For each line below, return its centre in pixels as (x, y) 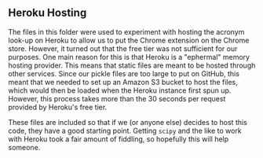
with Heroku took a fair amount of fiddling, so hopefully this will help (119, 139)
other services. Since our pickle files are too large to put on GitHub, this (124, 73)
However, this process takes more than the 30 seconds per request (117, 98)
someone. (24, 147)
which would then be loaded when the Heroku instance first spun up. (120, 90)
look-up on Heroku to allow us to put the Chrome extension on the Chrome (129, 40)
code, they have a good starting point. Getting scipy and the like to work (125, 130)
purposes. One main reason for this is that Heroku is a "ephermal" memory (129, 57)
